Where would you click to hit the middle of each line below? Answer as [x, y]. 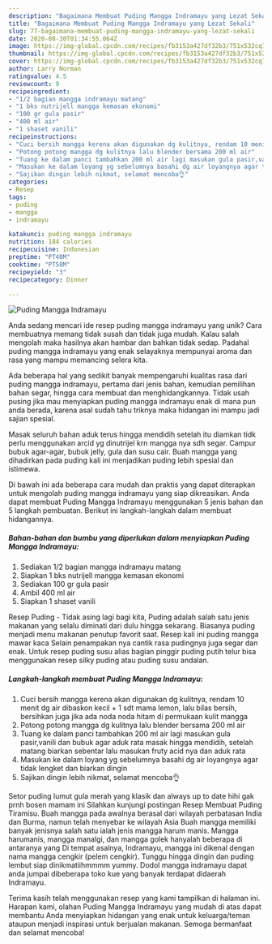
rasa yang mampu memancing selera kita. [78, 360]
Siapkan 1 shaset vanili [57, 601]
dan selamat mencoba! [47, 933]
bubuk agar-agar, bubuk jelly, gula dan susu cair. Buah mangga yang [123, 452]
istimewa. [24, 469]
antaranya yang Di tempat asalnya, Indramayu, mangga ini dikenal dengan [132, 848]
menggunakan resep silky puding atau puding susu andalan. [109, 660]
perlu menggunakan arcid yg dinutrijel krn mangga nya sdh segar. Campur [132, 443]
